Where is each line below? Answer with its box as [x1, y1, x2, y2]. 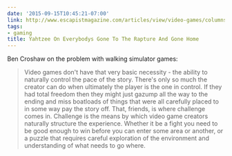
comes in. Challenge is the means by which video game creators [23, 112, 209, 121]
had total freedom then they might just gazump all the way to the [23, 90, 209, 99]
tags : [7, 23, 23, 30]
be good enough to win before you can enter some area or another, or [23, 127, 224, 135]
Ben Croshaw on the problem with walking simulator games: [7, 55, 178, 63]
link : [7, 17, 23, 23]
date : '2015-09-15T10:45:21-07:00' [7, 10, 110, 17]
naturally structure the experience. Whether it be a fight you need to [23, 119, 218, 128]
